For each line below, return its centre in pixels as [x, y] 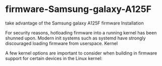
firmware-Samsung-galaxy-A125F [78, 9]
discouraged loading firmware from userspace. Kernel [62, 43]
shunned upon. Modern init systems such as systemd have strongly [75, 38]
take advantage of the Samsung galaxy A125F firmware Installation [74, 23]
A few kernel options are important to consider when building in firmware [81, 53]
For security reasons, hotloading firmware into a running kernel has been [81, 32]
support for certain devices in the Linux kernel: [54, 58]
